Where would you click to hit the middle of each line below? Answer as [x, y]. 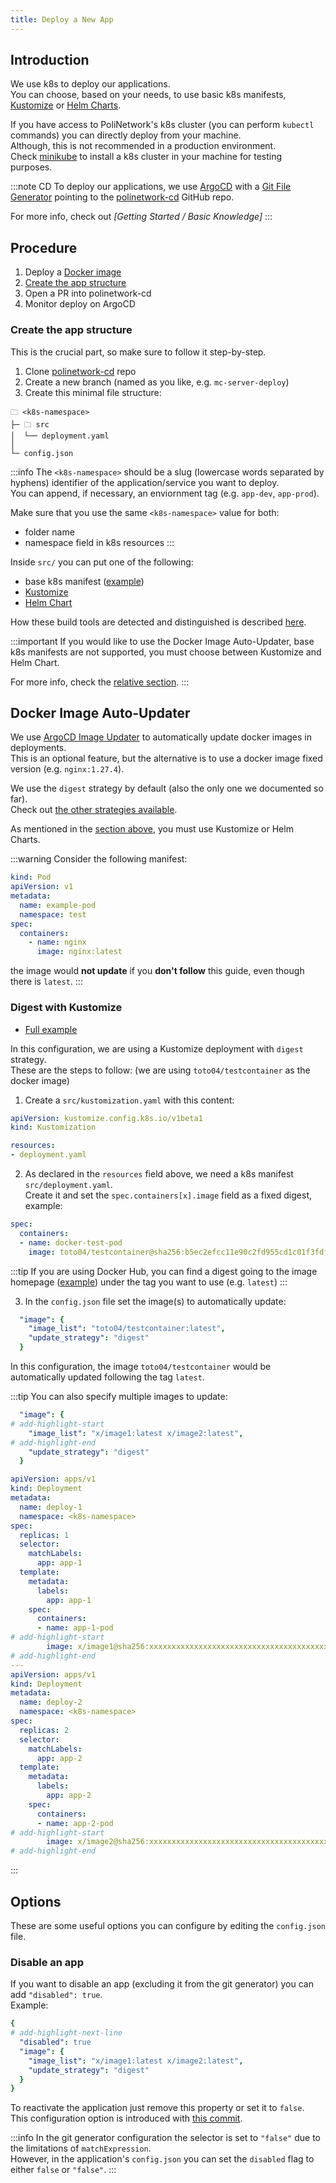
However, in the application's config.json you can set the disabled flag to [162, 2159]
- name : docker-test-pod [71, 1242]
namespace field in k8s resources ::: [99, 542]
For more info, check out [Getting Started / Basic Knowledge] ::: [141, 217]
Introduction [50, 60]
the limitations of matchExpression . [81, 2148]
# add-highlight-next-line [66, 2033]
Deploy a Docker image [73, 272]
